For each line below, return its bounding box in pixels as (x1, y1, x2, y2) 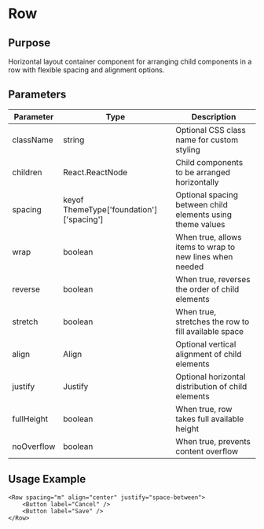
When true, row (175, 403, 233, 414)
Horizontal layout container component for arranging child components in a (8, 57, 252, 66)
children (12, 167, 42, 178)
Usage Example (8, 472, 86, 486)
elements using (175, 209, 232, 220)
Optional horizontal (175, 371, 246, 382)
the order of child (175, 284, 240, 295)
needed (175, 261, 204, 272)
